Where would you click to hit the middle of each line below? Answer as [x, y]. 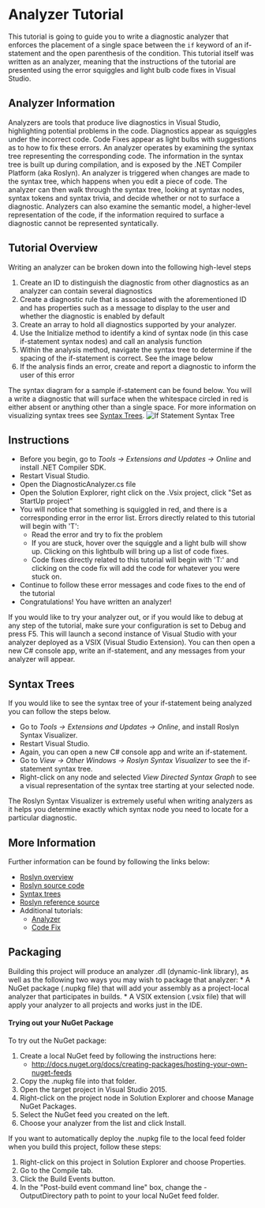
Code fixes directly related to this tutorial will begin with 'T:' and [135, 560]
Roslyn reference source [60, 902]
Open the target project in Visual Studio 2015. [93, 1089]
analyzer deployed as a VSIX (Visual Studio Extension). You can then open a [132, 643]
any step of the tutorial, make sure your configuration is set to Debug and [127, 625]
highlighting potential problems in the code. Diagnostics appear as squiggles [132, 130]
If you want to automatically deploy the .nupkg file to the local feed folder [127, 1138]
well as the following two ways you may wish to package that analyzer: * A [129, 980]
